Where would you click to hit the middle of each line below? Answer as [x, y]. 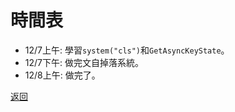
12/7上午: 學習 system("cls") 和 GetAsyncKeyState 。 [127, 50]
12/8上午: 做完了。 [62, 75]
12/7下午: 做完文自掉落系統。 [84, 62]
